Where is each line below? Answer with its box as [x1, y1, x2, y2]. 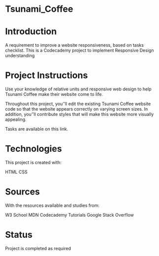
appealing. [5, 116, 27, 122]
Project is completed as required [5, 245, 71, 251]
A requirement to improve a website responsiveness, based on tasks [5, 42, 144, 48]
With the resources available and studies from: [5, 202, 100, 208]
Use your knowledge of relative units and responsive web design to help [5, 86, 152, 92]
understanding [5, 53, 35, 58]
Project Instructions [5, 70, 88, 81]
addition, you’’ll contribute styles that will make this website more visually [5, 112, 154, 117]
